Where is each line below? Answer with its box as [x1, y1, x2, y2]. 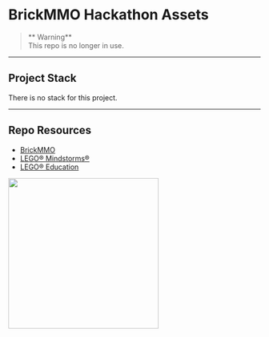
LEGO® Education [19, 162, 79, 172]
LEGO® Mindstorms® [19, 153, 90, 163]
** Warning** [27, 32, 72, 42]
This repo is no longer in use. [27, 40, 124, 50]
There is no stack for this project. [8, 92, 118, 102]
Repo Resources [8, 124, 92, 137]
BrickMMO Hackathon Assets [8, 6, 210, 24]
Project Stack [8, 71, 78, 85]
